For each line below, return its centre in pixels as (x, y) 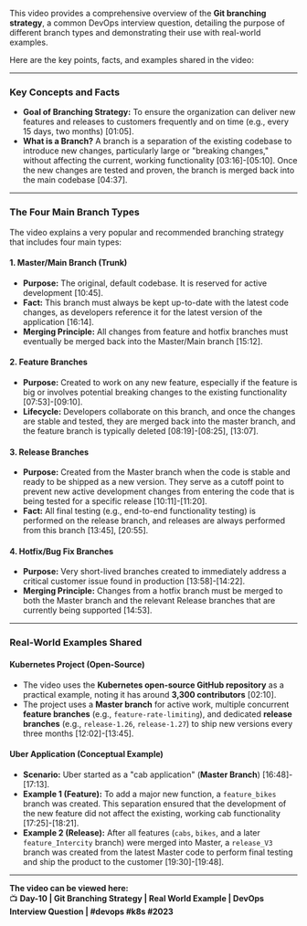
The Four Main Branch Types (74, 212)
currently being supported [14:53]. (87, 610)
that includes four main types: (65, 242)
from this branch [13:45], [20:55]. (85, 531)
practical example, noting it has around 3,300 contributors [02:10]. (149, 694)
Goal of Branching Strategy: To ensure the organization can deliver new (159, 112)
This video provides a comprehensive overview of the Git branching (138, 13)
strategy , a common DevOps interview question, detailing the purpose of (147, 23)
